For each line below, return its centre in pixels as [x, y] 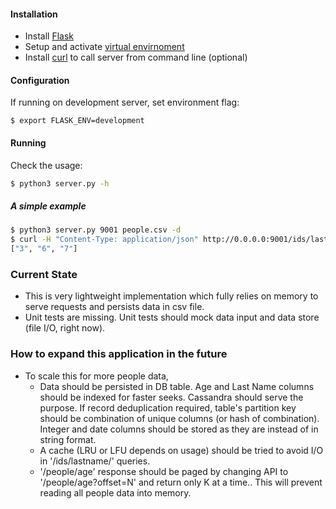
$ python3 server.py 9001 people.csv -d [96, 230]
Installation [34, 14]
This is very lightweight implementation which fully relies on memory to [171, 296]
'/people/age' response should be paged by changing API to [164, 471]
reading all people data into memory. [115, 492]
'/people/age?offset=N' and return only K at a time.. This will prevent [181, 482]
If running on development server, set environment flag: [125, 102]
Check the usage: [46, 165]
